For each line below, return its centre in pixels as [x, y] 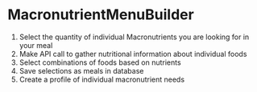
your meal [36, 45]
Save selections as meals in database [81, 70]
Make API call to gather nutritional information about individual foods [133, 54]
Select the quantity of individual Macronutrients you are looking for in [134, 37]
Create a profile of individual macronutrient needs [102, 79]
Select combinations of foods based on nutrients [100, 62]
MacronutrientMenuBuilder [101, 15]
